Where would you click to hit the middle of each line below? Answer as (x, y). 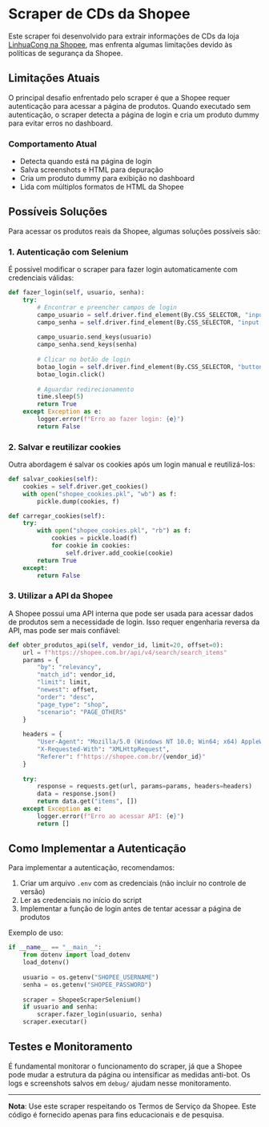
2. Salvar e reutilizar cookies (65, 447)
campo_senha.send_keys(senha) (87, 345)
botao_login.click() (71, 374)
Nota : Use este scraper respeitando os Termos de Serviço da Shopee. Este (132, 1106)
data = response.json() (76, 794)
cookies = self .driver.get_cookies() (86, 486)
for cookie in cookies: (90, 546)
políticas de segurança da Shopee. (66, 53)
